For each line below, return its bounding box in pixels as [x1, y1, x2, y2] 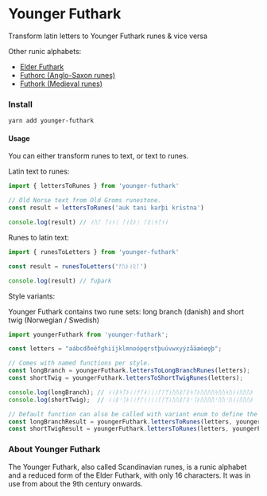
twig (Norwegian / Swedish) [8, 315, 100, 325]
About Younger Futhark [8, 443, 101, 455]
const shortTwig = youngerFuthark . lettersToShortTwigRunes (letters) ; [8, 374, 244, 382]
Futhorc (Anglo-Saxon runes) [19, 70, 116, 80]
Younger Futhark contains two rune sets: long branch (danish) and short [8, 307, 245, 316]
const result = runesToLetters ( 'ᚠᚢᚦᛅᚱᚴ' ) [8, 262, 148, 271]
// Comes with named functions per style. [8, 359, 151, 367]
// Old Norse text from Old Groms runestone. [8, 197, 161, 205]
